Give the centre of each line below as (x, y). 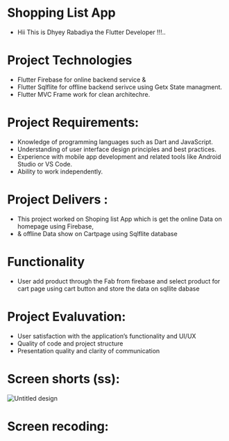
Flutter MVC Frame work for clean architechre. (84, 94)
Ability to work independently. (60, 171)
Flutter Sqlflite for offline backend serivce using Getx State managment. (120, 87)
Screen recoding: (58, 426)
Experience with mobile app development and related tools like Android (119, 156)
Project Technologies (70, 60)
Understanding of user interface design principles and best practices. (117, 149)
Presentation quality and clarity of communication (88, 350)
